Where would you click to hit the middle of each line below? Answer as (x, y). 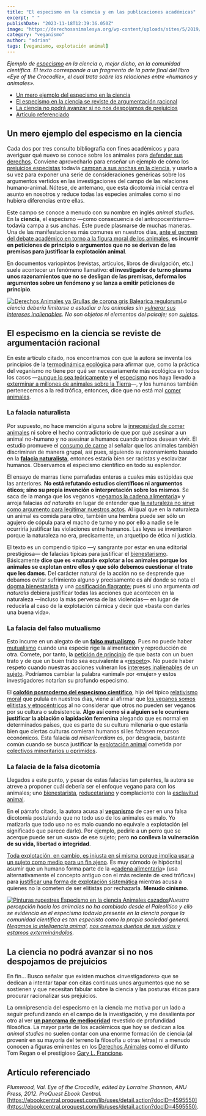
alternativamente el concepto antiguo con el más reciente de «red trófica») (101, 875)
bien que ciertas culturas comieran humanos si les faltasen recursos (93, 732)
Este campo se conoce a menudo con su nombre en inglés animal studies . (101, 212)
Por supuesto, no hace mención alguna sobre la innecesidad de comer (96, 425)
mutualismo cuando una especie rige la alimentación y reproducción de (97, 648)
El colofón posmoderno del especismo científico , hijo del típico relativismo (102, 692)
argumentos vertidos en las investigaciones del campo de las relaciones (98, 181)
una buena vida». (29, 612)
